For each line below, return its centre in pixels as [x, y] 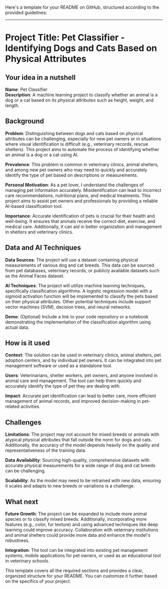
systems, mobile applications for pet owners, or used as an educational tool [83, 556]
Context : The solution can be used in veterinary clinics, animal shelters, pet [83, 355]
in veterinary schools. [27, 561]
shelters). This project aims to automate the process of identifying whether [82, 149]
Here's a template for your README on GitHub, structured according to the [82, 7]
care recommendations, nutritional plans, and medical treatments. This [78, 195]
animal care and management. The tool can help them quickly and [73, 381]
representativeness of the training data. [46, 450]
